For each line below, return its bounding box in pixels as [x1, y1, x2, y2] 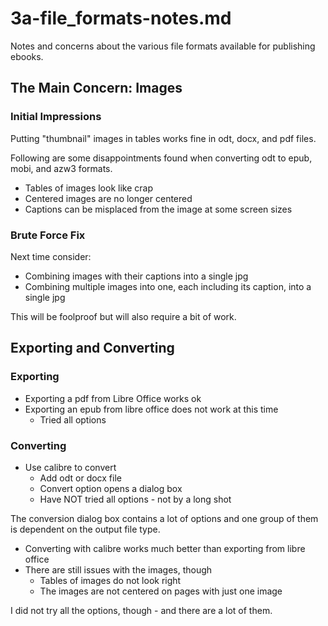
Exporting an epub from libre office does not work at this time [24, 403, 279, 415]
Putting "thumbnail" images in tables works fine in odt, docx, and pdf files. [10, 132, 317, 144]
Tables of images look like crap [24, 182, 153, 194]
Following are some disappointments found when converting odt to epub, [10, 152, 313, 164]
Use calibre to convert [24, 461, 117, 473]
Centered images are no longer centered [24, 192, 193, 204]
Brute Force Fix [10, 228, 86, 242]
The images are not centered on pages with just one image [39, 585, 283, 597]
